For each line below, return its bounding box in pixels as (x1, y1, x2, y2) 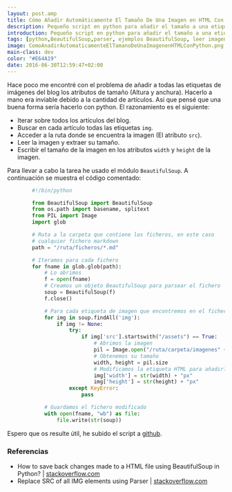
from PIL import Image (32, 212, 97, 219)
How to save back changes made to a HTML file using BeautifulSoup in (17, 462, 220, 471)
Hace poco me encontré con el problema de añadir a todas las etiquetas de (7, 80, 222, 89)
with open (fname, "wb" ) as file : (43, 410, 140, 417)
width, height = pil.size (93, 359, 168, 366)
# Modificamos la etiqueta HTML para (93, 365, 202, 372)
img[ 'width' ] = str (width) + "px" (93, 372, 193, 379)
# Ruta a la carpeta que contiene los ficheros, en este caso (32, 231, 215, 238)
